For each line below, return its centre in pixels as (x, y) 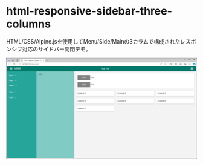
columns (29, 24)
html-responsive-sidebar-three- (89, 11)
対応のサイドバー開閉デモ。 (56, 49)
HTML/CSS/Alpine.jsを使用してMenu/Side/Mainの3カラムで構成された (93, 41)
